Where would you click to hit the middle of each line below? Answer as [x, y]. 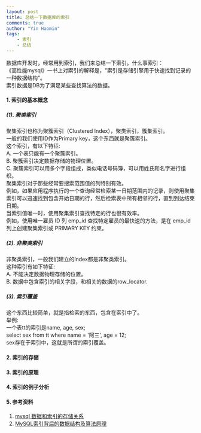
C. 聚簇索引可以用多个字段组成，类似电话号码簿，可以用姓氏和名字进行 [94, 169]
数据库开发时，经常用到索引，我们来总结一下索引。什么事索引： [85, 63]
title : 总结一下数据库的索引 [38, 17]
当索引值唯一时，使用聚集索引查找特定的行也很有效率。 [74, 214]
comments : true [25, 23]
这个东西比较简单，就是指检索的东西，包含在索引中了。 [74, 313]
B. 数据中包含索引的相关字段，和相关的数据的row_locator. [77, 282]
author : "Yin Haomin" [33, 28]
